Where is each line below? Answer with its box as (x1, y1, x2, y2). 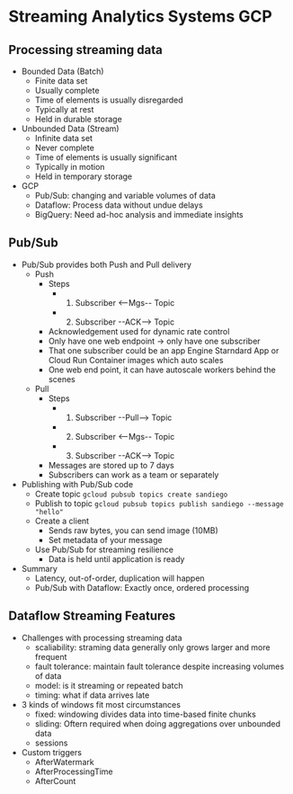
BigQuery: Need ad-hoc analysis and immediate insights (34, 210, 244, 219)
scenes (48, 373, 75, 384)
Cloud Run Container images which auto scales (48, 354, 224, 365)
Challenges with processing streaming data (21, 632, 182, 643)
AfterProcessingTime (34, 766, 113, 777)
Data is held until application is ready (48, 553, 185, 564)
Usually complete (34, 85, 100, 95)
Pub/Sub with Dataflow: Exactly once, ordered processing (34, 582, 250, 593)
